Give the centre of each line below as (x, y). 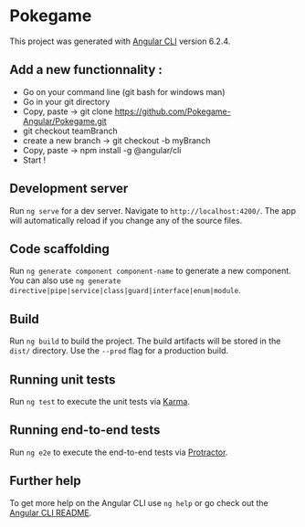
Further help (46, 481)
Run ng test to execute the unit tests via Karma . (100, 401)
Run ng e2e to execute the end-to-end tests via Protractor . (119, 452)
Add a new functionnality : (86, 70)
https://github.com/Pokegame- (173, 111)
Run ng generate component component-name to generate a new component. (151, 271)
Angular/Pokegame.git (64, 121)
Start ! (34, 160)
